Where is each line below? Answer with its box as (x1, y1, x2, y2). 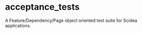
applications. (5, 22, 31, 28)
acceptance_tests (5, 1, 80, 13)
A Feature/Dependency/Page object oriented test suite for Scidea (5, 17, 138, 23)
